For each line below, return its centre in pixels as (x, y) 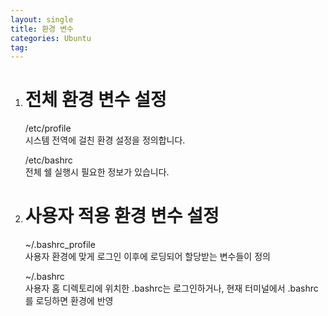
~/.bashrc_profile (60, 245)
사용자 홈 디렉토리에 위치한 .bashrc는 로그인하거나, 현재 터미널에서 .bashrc (171, 288)
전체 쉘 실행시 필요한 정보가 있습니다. (97, 172)
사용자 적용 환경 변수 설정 (122, 216)
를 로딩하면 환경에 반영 (69, 301)
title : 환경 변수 (42, 29)
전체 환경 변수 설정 (95, 100)
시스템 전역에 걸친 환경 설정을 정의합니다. (105, 140)
